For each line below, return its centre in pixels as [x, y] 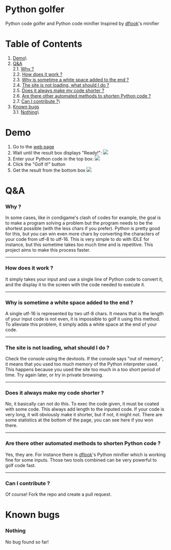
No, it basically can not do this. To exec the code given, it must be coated [82, 404]
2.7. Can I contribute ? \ [36, 101]
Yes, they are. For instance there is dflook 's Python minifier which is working [85, 454]
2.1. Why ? [23, 69]
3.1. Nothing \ [26, 112]
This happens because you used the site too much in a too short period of [83, 370]
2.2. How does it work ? [37, 74]
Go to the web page [33, 146]
